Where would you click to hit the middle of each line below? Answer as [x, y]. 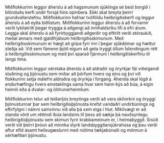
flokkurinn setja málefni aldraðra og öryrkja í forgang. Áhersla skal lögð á [78, 79]
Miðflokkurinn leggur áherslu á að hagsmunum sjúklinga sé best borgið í [78, 7]
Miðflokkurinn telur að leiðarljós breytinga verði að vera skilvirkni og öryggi [80, 99]
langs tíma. [16, 59]
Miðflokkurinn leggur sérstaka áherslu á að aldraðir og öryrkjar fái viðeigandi [82, 69]
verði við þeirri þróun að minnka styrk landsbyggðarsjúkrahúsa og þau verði [81, 125]
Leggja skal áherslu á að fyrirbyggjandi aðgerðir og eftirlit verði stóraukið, [79, 33]
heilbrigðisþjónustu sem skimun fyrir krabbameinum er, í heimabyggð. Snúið [82, 120]
